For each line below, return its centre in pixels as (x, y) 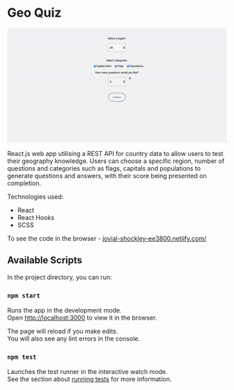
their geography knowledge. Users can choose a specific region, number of (116, 161)
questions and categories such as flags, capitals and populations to (104, 169)
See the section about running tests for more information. (89, 379)
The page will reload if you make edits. (63, 331)
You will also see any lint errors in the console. (74, 338)
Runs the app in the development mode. (64, 311)
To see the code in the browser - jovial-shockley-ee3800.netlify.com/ (107, 239)
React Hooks (36, 218)
